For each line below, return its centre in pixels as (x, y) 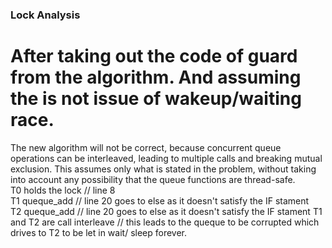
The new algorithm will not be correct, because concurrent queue (146, 147)
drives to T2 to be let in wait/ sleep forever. (99, 232)
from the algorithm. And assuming (156, 77)
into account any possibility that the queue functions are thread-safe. (153, 179)
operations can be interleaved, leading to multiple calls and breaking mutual (166, 158)
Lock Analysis (45, 15)
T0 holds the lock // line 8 (63, 190)
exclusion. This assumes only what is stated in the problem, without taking (163, 169)
